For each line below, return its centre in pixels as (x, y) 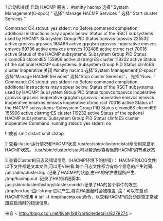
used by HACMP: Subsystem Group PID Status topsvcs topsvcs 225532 (77, 39)
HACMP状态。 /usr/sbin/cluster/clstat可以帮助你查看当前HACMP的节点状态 (80, 150)
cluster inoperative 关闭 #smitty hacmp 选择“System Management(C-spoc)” (81, 70)
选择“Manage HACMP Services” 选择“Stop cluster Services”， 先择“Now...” (80, 76)
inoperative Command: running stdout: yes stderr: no (58, 123)
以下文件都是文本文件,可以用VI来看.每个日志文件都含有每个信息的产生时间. (79, 166)
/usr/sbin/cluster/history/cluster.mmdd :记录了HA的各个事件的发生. (72, 185)
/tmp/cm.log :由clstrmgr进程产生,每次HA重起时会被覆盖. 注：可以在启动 (77, 191)
